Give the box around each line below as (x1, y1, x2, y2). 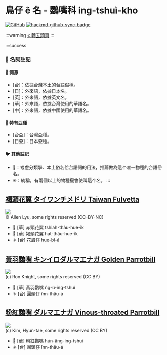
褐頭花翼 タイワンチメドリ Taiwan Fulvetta (5, 195, 140, 203)
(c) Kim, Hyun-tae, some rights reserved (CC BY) (5, 327, 108, 333)
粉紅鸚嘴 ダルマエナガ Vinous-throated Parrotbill (5, 308, 160, 317)
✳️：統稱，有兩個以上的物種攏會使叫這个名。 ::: (12, 177, 110, 183)
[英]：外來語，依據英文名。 (12, 94, 70, 100)
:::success (5, 42, 27, 48)
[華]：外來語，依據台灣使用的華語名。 (12, 101, 92, 107)
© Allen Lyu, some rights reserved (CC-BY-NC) (5, 214, 104, 220)
